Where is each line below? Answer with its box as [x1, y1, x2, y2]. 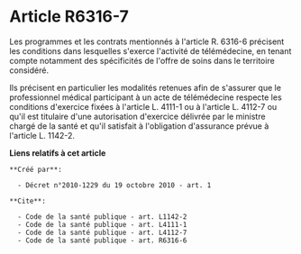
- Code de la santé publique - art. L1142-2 [17, 212, 187, 222]
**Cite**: [9, 196, 47, 205]
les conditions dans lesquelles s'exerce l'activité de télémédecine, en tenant [9, 45, 292, 56]
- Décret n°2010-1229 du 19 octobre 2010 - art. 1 [17, 180, 212, 190]
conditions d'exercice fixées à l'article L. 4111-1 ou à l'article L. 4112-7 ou [9, 101, 278, 112]
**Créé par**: [9, 165, 63, 174]
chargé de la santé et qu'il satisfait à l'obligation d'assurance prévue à [9, 120, 269, 132]
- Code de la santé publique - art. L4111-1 [17, 220, 187, 229]
